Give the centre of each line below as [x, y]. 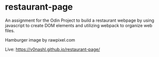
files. [10, 30]
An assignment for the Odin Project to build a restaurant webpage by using [79, 20]
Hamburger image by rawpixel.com [40, 40]
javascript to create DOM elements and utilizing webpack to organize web [79, 25]
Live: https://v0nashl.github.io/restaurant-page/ [53, 49]
